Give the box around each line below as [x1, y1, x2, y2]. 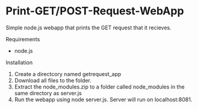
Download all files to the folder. [14, 77, 91, 84]
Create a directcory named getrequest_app [14, 70, 122, 77]
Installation [5, 59, 33, 66]
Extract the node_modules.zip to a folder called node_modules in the [14, 83, 185, 90]
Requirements [5, 35, 40, 43]
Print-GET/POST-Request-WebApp [5, 4, 184, 18]
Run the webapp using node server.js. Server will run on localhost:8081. [14, 96, 193, 103]
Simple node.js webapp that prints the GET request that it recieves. [5, 24, 172, 31]
